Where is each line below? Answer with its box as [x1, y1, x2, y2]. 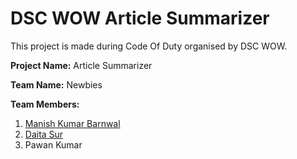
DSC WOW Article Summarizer [10, 7, 270, 30]
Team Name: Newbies [10, 78, 103, 91]
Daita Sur [24, 128, 64, 140]
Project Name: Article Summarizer [10, 59, 153, 71]
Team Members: [10, 98, 80, 110]
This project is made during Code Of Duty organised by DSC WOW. [10, 40, 288, 52]
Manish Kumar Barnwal [24, 117, 121, 129]
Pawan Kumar [24, 138, 83, 151]
